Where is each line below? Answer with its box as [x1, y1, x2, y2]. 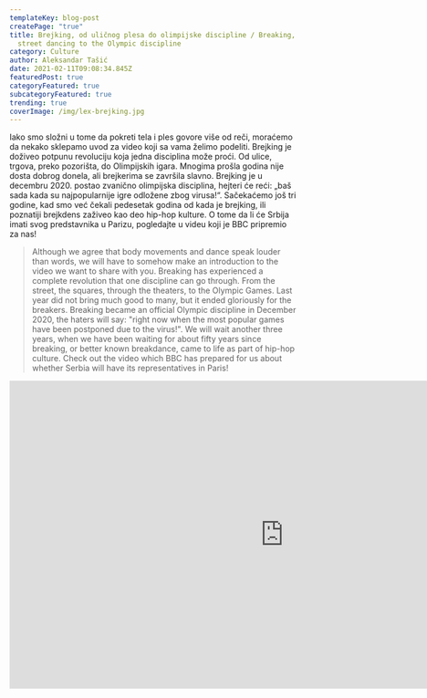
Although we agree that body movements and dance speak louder [31, 246, 281, 257]
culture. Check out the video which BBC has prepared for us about [31, 353, 283, 364]
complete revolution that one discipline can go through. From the [31, 276, 276, 286]
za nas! [9, 229, 37, 240]
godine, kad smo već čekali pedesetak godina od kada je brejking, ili [9, 200, 266, 211]
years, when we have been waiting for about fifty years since [31, 334, 262, 345]
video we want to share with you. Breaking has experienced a [31, 266, 264, 276]
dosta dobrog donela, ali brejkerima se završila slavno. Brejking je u [9, 171, 263, 182]
